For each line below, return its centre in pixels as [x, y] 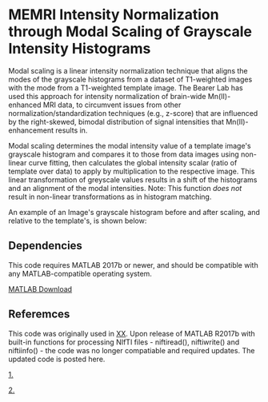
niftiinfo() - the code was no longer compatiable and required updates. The [132, 350]
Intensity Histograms [80, 49]
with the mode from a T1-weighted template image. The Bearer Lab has [126, 88]
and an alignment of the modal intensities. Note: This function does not [125, 188]
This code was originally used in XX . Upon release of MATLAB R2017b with [132, 333]
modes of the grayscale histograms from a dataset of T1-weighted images [130, 79]
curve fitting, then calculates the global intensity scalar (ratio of [133, 162]
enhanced [25, 105]
